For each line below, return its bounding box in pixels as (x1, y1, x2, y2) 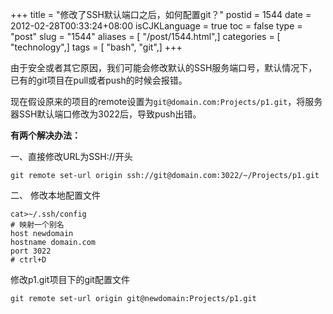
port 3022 (10, 246, 52, 256)
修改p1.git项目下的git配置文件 (10, 274, 130, 285)
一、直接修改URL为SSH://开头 (10, 151, 133, 162)
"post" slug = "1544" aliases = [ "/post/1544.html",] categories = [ (10, 31, 281, 42)
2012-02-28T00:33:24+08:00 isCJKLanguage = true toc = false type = (10, 20, 303, 32)
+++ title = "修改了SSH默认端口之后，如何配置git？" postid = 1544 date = (10, 9, 312, 20)
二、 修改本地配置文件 (10, 189, 101, 201)
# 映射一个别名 (10, 220, 65, 230)
